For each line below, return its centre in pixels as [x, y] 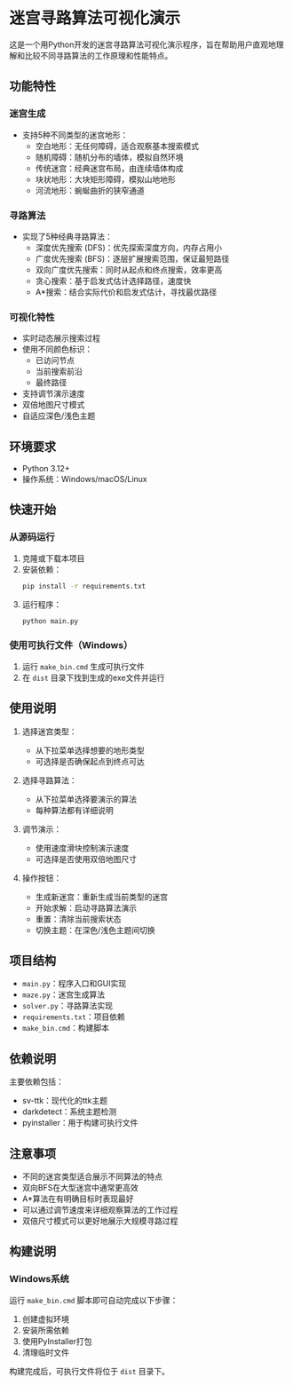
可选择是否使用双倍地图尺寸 [86, 859]
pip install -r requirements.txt [84, 586]
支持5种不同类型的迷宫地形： [75, 135]
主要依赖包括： [36, 1082]
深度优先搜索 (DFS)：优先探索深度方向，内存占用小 [129, 247]
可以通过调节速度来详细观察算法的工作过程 [100, 1210]
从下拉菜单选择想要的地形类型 [90, 750]
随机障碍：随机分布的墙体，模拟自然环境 [109, 157]
